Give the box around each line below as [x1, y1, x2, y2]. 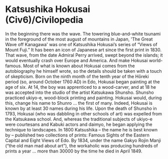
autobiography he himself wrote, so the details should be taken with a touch [5, 68, 162, 74]
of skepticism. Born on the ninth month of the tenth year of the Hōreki [5, 73, 149, 79]
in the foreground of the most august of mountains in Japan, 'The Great [5, 36, 153, 42]
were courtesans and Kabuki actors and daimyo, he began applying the [5, 121, 152, 127]
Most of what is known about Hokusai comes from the [23, 63, 135, 69]
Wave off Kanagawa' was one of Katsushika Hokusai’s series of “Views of [5, 41, 157, 47]
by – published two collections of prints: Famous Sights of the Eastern [5, 132, 149, 138]
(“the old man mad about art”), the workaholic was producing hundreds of [5, 142, 158, 148]
